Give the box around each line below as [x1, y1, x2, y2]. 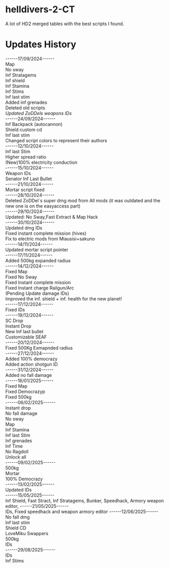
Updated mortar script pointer [5, 247, 69, 253]
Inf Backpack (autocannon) [5, 121, 63, 127]
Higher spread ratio [5, 154, 47, 160]
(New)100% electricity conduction [5, 159, 78, 165]
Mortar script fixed [5, 186, 45, 193]
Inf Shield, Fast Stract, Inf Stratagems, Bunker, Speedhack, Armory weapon [5, 497, 164, 504]
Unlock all [5, 453, 27, 460]
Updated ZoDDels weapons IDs [5, 110, 72, 116]
